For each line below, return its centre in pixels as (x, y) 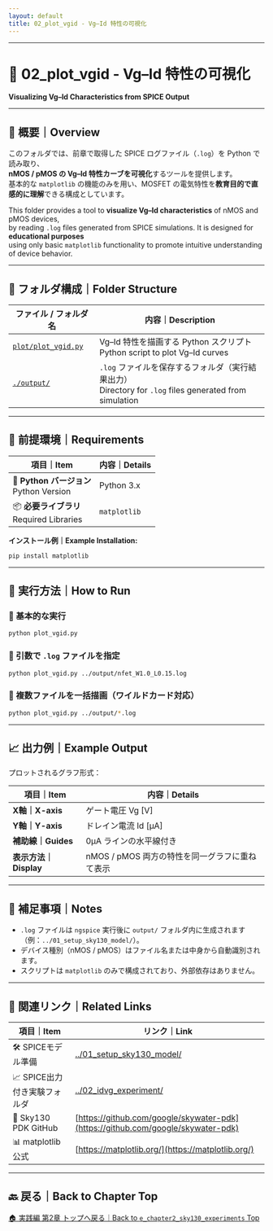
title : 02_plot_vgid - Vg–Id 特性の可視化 (78, 24)
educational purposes (46, 236)
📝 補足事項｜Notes (56, 909)
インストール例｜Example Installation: (73, 540)
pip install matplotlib (49, 556)
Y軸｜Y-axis (37, 826)
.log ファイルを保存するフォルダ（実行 (173, 367)
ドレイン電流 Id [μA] (124, 826)
